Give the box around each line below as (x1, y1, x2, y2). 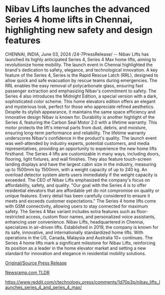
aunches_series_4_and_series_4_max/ (5, 284, 82, 290)
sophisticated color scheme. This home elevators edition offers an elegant (5, 98, 156, 104)
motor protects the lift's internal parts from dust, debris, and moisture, (5, 124, 147, 130)
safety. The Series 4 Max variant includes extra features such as (5, 208, 136, 214)
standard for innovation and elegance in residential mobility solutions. (5, 250, 146, 256)
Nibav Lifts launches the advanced (5, 3, 150, 15)
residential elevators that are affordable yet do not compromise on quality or (5, 187, 160, 193)
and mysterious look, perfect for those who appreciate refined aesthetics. (5, 104, 155, 110)
